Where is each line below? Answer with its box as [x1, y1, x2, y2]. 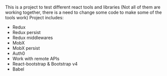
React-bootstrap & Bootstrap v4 [12, 61, 78, 67]
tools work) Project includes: [5, 15, 64, 20]
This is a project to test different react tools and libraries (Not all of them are [5, 4, 161, 10]
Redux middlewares [12, 35, 53, 40]
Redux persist [12, 30, 41, 35]
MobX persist [12, 45, 40, 51]
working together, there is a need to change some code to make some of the [5, 9, 162, 15]
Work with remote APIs [12, 56, 60, 61]
